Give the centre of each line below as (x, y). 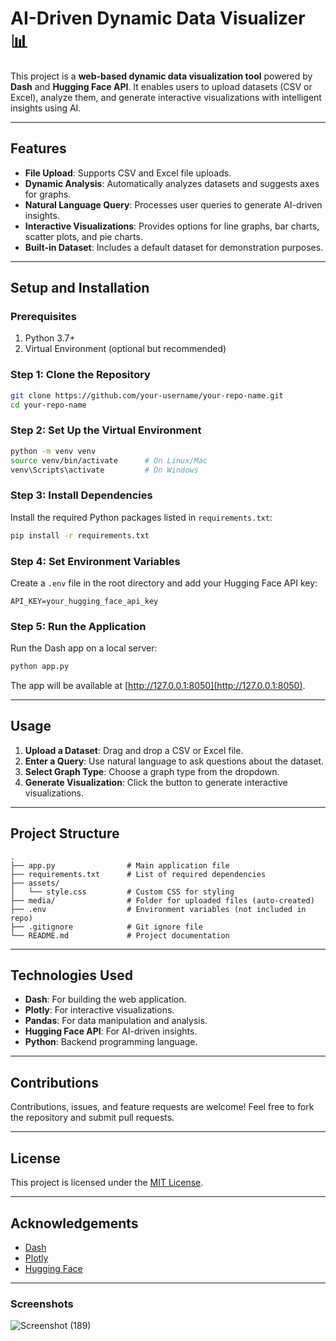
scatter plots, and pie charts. (83, 236)
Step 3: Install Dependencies (81, 495)
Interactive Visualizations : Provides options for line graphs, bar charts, (172, 226)
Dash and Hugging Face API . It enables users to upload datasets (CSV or (161, 86)
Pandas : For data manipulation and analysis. (116, 1021)
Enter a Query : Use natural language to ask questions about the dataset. (174, 761)
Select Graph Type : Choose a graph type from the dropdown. (152, 771)
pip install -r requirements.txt (80, 535)
